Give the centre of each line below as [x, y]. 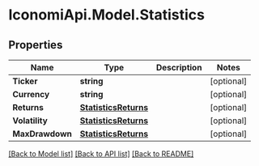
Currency [31, 94]
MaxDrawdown [42, 134]
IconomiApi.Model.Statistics [106, 15]
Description [179, 68]
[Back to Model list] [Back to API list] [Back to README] [101, 154]
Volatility [30, 121]
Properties [36, 45]
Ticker [25, 81]
